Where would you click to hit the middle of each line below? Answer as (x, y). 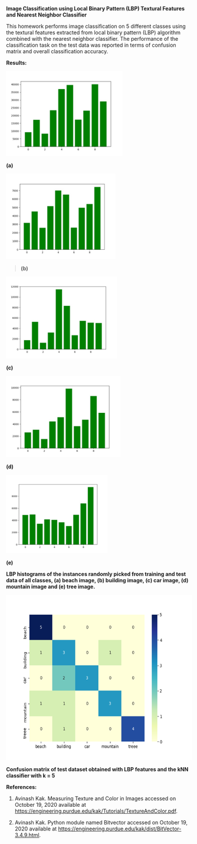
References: (22, 787)
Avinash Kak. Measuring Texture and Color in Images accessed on (95, 799)
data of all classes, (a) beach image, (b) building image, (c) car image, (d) (97, 580)
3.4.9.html (27, 835)
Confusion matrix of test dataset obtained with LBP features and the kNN (97, 770)
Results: (17, 63)
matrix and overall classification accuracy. (57, 51)
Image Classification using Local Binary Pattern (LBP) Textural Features (95, 9)
